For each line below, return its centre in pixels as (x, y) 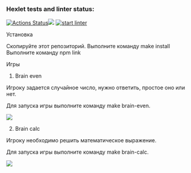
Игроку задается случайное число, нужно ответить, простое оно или (96, 88)
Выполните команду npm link (44, 52)
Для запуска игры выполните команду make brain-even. (78, 106)
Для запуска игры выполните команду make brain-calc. (77, 152)
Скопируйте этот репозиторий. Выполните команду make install (88, 46)
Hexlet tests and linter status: (50, 9)
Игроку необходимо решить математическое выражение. (81, 140)
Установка (20, 34)
